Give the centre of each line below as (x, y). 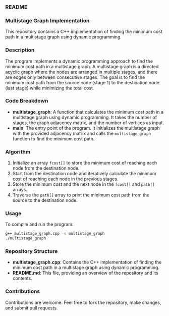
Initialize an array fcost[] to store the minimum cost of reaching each (85, 163)
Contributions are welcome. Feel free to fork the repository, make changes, (83, 302)
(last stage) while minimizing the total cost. (50, 88)
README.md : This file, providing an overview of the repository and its (86, 273)
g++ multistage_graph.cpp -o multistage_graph (55, 234)
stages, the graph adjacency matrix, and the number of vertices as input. (88, 123)
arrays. (20, 190)
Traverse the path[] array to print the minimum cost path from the (81, 195)
